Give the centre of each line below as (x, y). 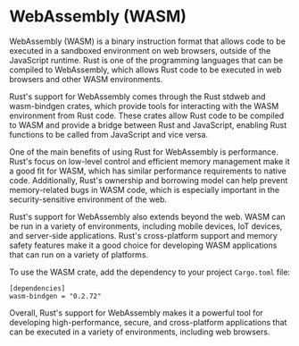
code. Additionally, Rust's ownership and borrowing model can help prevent (149, 180)
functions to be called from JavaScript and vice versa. (108, 134)
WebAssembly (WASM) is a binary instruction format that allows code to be (147, 41)
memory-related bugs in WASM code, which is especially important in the (144, 190)
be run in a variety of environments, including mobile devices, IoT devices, (146, 226)
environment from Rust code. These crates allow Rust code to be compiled (147, 115)
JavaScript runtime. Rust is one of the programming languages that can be (146, 60)
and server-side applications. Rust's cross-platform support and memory (144, 235)
